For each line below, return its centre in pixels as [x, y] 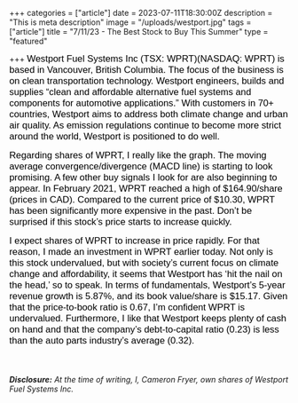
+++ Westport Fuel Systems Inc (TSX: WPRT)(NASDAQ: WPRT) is [147, 59]
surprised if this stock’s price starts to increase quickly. [121, 222]
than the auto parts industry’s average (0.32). [102, 340]
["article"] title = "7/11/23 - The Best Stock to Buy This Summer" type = [139, 32]
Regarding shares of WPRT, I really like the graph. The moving [138, 155]
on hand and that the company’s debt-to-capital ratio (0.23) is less [144, 330]
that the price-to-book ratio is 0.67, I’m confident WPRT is [127, 308]
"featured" [28, 41]
